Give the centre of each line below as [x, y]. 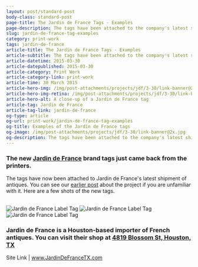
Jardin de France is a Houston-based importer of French [88, 230]
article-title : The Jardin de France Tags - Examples [74, 50]
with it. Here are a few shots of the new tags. [60, 191]
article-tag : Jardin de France [44, 105]
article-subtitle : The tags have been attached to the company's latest [97, 55]
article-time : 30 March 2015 [42, 83]
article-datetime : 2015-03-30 [43, 61]
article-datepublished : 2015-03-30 [50, 66]
